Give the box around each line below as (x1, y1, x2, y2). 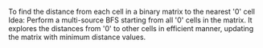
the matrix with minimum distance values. (8, 32, 146, 42)
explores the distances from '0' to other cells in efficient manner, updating (8, 24, 254, 33)
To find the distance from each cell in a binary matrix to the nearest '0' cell (8, 7, 256, 16)
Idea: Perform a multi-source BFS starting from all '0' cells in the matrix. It (8, 15, 253, 25)
